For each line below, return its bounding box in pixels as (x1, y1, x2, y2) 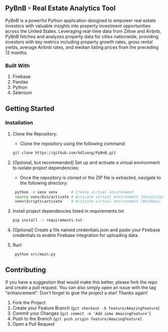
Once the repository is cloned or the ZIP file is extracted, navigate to (20, 174, 161, 180)
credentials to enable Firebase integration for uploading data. (12, 232, 139, 238)
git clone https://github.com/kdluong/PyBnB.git (12, 150, 116, 155)
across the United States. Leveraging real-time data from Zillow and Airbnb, (5, 28, 161, 34)
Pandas (12, 79, 29, 85)
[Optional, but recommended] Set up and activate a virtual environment (12, 159, 160, 165)
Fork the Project (12, 299, 46, 305)
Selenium (12, 90, 32, 96)
